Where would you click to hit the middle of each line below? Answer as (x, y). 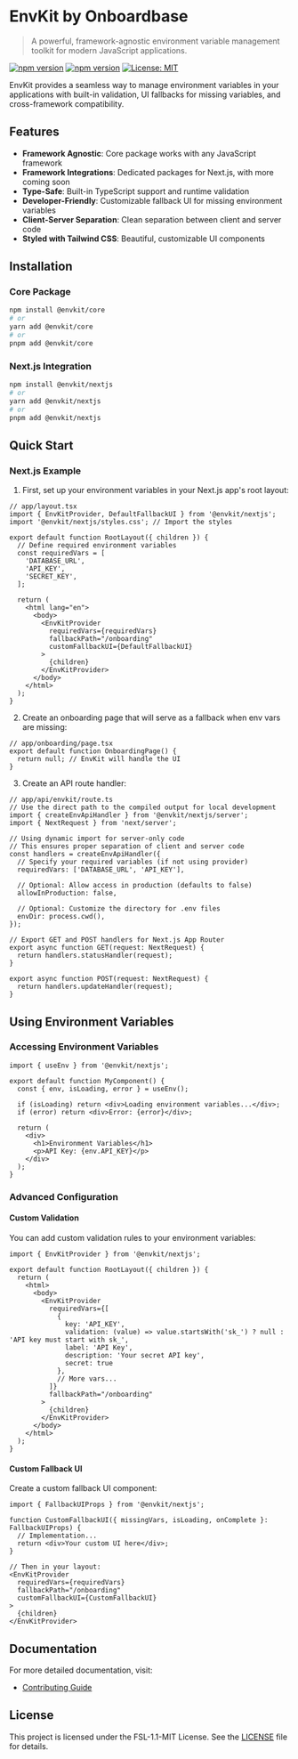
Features (34, 132)
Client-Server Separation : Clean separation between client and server (152, 219)
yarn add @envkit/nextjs (55, 401)
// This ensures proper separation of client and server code (127, 847)
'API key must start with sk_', (69, 1340)
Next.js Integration (50, 366)
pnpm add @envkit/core (51, 343)
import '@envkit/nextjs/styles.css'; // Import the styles (121, 523)
